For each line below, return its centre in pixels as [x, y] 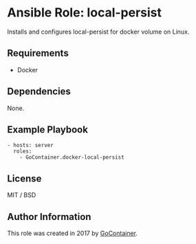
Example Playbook [47, 130]
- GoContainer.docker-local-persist [72, 157]
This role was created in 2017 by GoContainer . [73, 233]
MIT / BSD [22, 195]
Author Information [49, 217]
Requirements [38, 53]
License [24, 178]
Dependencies [39, 92]
